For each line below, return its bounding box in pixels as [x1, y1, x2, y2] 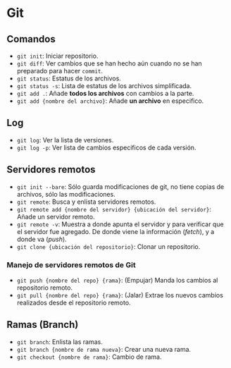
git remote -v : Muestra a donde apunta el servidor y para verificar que [16, 220, 224, 228]
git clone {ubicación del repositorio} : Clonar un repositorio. [16, 242, 201, 251]
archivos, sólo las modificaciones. [16, 190, 115, 198]
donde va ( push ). [16, 235, 68, 243]
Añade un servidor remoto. [16, 212, 95, 221]
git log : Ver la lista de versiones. [16, 135, 114, 144]
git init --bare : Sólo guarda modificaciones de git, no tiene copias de [16, 182, 225, 191]
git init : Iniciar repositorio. [16, 51, 99, 60]
